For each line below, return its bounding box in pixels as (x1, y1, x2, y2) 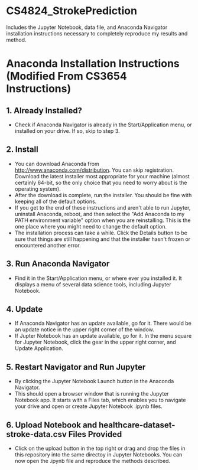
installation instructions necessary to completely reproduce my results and (6, 30, 188, 37)
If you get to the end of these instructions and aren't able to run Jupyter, (14, 204, 191, 211)
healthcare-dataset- (98, 420, 176, 430)
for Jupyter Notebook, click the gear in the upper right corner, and (14, 338, 176, 346)
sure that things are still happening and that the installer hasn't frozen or (14, 235, 191, 243)
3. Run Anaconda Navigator (6, 259, 110, 269)
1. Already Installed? (6, 105, 83, 116)
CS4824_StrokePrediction (6, 4, 138, 18)
